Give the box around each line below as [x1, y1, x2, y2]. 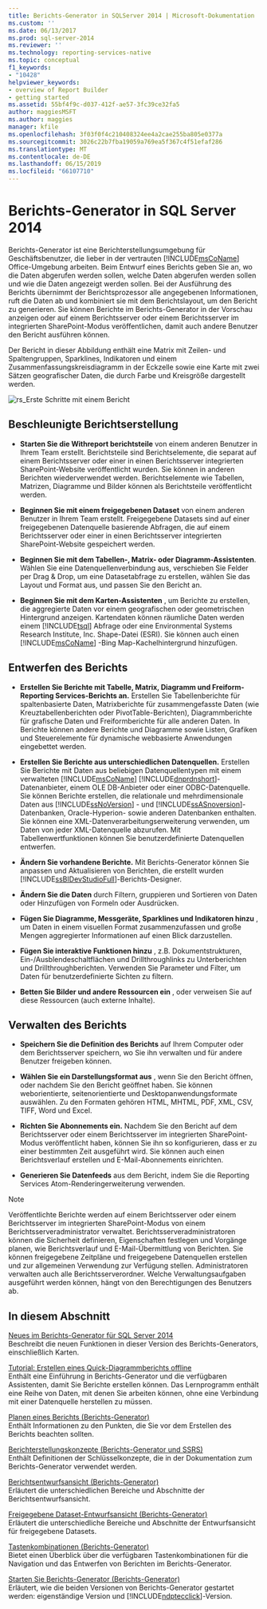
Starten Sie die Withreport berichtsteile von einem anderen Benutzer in [19, 439, 257, 448]
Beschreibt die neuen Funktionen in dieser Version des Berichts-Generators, [8, 1339, 259, 1349]
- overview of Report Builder [8, 85, 109, 94]
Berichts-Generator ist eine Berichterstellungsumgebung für [8, 245, 206, 254]
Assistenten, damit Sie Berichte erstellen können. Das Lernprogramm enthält [8, 1380, 259, 1390]
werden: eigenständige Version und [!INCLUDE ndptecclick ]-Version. [8, 1591, 233, 1601]
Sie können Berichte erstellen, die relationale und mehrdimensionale [19, 791, 244, 800]
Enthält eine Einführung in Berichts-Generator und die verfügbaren [8, 1371, 227, 1381]
